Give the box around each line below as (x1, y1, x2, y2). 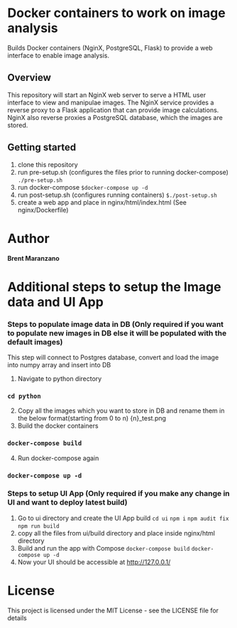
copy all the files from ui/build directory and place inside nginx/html (17, 529, 215, 537)
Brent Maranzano (7, 254, 60, 262)
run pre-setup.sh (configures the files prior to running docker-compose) (17, 168, 229, 176)
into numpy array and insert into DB (7, 360, 111, 369)
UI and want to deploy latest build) (7, 497, 128, 507)
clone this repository (17, 160, 78, 168)
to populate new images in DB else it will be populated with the (7, 328, 227, 338)
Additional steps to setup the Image (7, 278, 221, 295)
